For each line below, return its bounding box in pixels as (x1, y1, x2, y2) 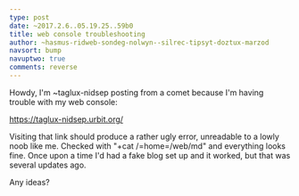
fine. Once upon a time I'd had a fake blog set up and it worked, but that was (9, 150, 291, 160)
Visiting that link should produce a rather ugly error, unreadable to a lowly (9, 131, 279, 142)
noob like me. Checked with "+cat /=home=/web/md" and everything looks (9, 140, 287, 151)
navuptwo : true (9, 54, 66, 63)
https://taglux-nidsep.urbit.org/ (9, 113, 123, 125)
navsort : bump (9, 46, 62, 55)
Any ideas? (9, 176, 51, 187)
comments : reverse (9, 63, 78, 72)
